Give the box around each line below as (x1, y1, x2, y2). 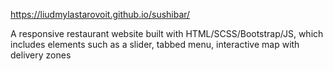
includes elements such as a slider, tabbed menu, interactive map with (10, 39, 300, 50)
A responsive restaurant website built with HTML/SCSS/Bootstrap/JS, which (10, 28, 324, 39)
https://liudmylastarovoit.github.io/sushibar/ (10, 9, 191, 20)
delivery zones (10, 49, 72, 61)
